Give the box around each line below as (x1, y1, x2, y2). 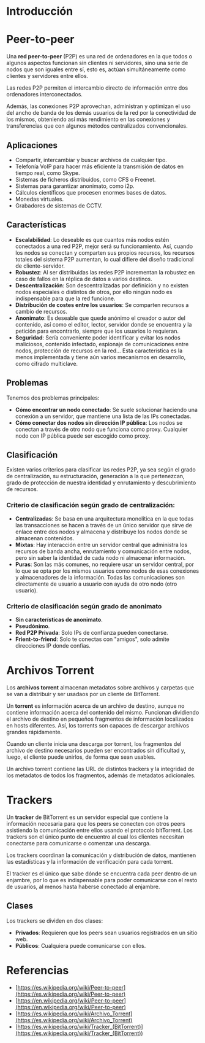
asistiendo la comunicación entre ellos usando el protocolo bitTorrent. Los (6, 826, 193, 834)
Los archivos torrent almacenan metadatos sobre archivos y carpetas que (6, 683, 195, 691)
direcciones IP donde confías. (15, 642, 91, 649)
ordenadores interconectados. (6, 91, 83, 98)
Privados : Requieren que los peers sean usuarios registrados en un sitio (15, 929, 198, 936)
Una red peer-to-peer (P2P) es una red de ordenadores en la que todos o (6, 53, 193, 60)
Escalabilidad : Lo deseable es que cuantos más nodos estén (15, 236, 170, 243)
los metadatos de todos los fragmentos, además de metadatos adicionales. (6, 772, 196, 779)
